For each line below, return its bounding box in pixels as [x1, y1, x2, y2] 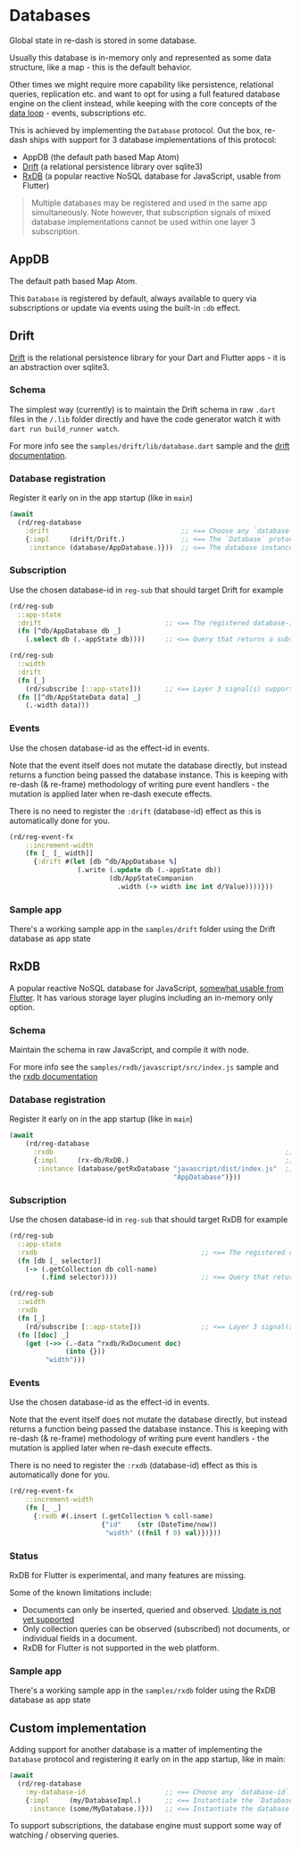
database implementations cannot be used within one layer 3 [30, 216, 256, 227]
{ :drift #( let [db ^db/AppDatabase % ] [32, 857, 178, 867]
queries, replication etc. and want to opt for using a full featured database [9, 88, 280, 99]
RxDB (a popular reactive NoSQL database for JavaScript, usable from [21, 171, 281, 181]
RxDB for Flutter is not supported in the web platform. [21, 1642, 220, 1653]
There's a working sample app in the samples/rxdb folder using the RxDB [9, 1685, 276, 1696]
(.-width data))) [25, 701, 90, 710]
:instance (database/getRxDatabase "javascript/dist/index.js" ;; [37, 1164, 294, 1173]
